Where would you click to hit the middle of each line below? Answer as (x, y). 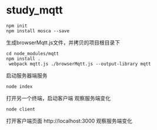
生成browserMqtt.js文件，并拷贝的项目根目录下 (63, 42)
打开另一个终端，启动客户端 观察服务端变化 (58, 98)
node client (21, 109)
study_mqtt (34, 10)
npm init (17, 26)
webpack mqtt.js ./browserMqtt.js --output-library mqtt (80, 64)
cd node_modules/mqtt (33, 53)
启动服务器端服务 (27, 75)
